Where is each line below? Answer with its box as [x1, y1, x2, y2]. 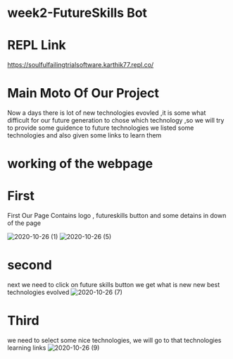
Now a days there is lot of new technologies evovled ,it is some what [7, 109, 206, 117]
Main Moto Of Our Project [7, 85, 160, 102]
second [7, 257, 53, 273]
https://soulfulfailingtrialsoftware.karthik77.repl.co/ [7, 61, 154, 69]
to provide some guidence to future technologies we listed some [7, 123, 194, 132]
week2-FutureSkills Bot [7, 5, 148, 21]
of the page [7, 219, 41, 227]
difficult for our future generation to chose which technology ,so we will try [7, 116, 225, 125]
